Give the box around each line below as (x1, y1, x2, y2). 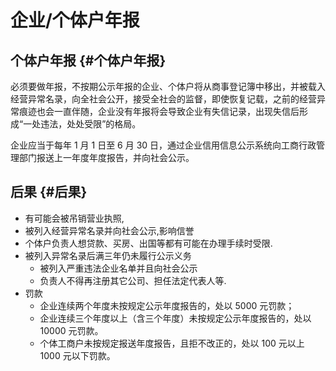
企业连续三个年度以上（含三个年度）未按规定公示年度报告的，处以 (39, 312, 312, 324)
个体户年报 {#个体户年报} (10, 52, 167, 69)
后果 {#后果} (10, 184, 88, 201)
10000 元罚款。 (39, 324, 104, 336)
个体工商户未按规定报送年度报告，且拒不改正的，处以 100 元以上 (39, 337, 305, 349)
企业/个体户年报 (10, 9, 140, 32)
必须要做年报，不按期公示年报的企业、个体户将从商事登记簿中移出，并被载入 (10, 81, 326, 92)
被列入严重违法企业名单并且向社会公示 (39, 262, 198, 274)
